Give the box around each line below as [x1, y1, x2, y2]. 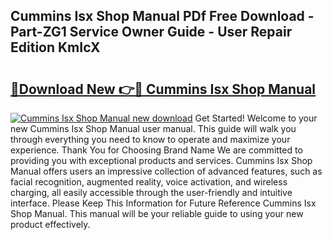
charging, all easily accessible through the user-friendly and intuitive [10, 187, 293, 198]
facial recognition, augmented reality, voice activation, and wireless [10, 176, 288, 188]
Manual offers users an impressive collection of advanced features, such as [10, 165, 323, 177]
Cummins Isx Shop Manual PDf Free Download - [10, 8, 315, 25]
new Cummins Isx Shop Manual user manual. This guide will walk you [10, 123, 297, 134]
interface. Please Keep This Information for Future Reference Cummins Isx [10, 197, 317, 209]
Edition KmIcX [10, 39, 101, 56]
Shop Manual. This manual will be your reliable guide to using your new [10, 208, 304, 219]
